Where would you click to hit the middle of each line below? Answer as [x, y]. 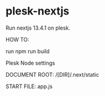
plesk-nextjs [37, 11]
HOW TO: [17, 39]
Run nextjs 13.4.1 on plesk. [38, 28]
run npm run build [28, 51]
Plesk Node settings [30, 63]
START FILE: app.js [29, 86]
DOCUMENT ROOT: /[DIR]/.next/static [52, 74]
